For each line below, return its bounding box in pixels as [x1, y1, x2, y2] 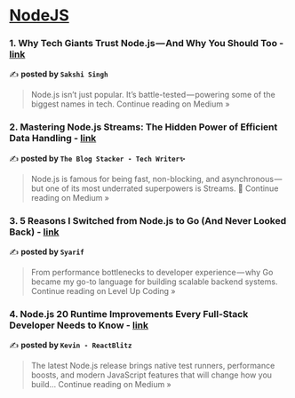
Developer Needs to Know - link [9, 319, 149, 331]
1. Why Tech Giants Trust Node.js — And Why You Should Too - [9, 37, 284, 50]
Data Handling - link [9, 132, 97, 145]
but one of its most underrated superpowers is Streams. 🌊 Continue [30, 183, 279, 194]
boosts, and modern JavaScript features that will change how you [30, 370, 273, 380]
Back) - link [9, 226, 60, 238]
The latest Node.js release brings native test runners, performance [30, 361, 275, 371]
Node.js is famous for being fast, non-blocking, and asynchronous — [30, 173, 283, 184]
